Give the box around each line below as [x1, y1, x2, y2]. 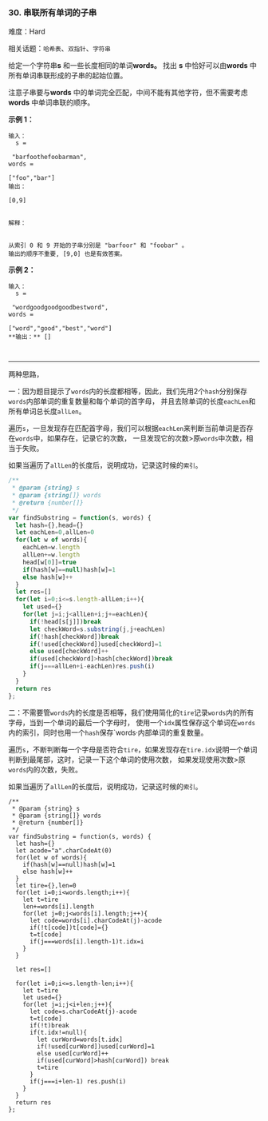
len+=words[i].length [22, 902, 94, 911]
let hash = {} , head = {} [15, 521, 84, 529]
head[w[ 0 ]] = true [22, 558, 77, 566]
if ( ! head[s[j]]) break [29, 617, 102, 625]
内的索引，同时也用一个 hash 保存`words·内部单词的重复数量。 [8, 728, 208, 737]
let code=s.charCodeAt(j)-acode [29, 1007, 137, 1015]
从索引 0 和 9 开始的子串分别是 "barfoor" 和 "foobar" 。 [8, 241, 188, 249]
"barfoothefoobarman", [11, 154, 88, 162]
